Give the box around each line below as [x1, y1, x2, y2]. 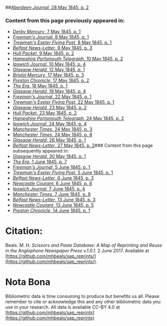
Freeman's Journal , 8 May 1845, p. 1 [12, 34, 89, 40]
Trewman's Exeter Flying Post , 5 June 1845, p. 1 [12, 169, 113, 175]
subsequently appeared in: [12, 148, 69, 154]
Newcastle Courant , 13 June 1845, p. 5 [12, 202, 94, 208]
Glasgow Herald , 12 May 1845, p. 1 [12, 66, 85, 73]
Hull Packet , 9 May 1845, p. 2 [12, 51, 74, 57]
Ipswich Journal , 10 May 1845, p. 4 [12, 61, 86, 67]
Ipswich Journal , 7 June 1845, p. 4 [12, 186, 86, 192]
